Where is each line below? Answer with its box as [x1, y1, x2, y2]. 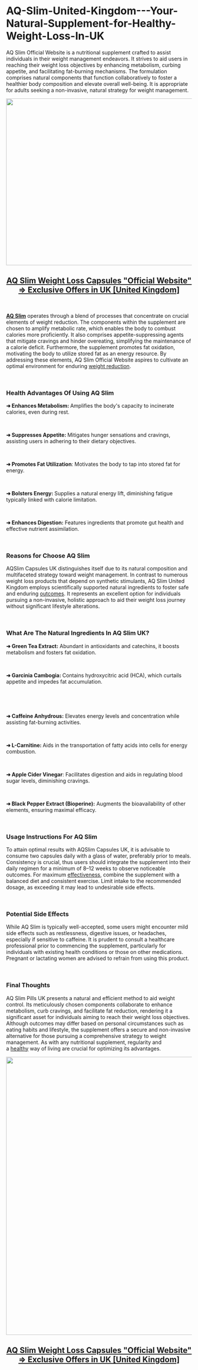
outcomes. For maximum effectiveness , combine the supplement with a [6, 871, 180, 878]
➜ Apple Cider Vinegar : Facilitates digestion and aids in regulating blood [6, 771, 183, 778]
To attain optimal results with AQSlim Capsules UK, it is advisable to [6, 846, 170, 853]
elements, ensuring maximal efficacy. [6, 806, 97, 813]
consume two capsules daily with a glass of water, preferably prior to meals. [6, 852, 192, 859]
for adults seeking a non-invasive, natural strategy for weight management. [6, 86, 189, 94]
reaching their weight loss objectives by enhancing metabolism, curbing [6, 61, 181, 69]
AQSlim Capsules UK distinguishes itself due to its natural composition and [6, 565, 187, 572]
